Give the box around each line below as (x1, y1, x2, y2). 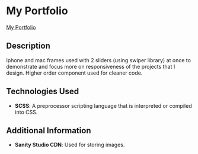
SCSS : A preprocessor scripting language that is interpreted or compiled (14, 102, 192, 109)
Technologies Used (6, 86, 79, 97)
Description (6, 41, 50, 51)
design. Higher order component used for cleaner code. (6, 69, 143, 76)
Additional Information (6, 126, 91, 136)
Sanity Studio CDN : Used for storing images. (14, 141, 125, 149)
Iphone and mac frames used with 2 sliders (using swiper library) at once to (6, 56, 191, 63)
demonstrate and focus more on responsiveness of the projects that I (6, 63, 175, 70)
